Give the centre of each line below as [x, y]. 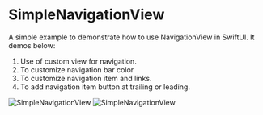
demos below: [32, 45]
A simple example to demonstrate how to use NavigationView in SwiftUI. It [131, 37]
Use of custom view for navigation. [78, 61]
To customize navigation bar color [77, 69]
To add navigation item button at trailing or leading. [105, 87]
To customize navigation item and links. [86, 78]
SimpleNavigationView [87, 15]
